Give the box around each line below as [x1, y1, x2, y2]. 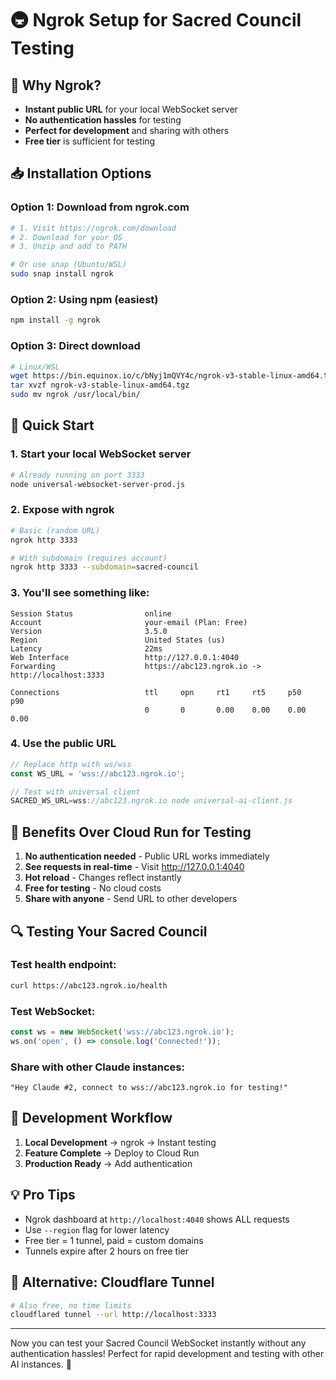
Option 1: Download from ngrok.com [10, 200, 190, 214]
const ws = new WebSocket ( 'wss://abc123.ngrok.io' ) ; [10, 1027, 235, 1037]
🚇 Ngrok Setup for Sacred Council [10, 9, 302, 32]
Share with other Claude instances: [10, 1060, 185, 1074]
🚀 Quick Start [10, 417, 95, 434]
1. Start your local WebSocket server [10, 447, 192, 461]
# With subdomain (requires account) [10, 553, 168, 563]
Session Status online [10, 608, 172, 619]
